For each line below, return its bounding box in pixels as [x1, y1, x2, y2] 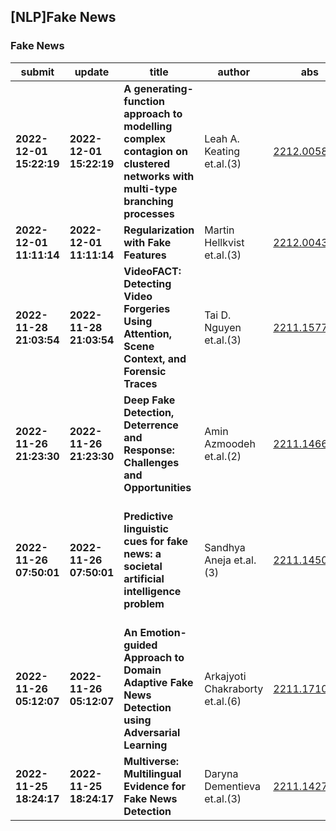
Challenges [123, 455, 180, 469]
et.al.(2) [204, 449, 242, 463]
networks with [123, 169, 195, 183]
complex [123, 131, 167, 145]
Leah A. [204, 131, 240, 145]
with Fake [123, 235, 172, 249]
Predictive [123, 509, 174, 523]
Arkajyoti [204, 669, 247, 683]
